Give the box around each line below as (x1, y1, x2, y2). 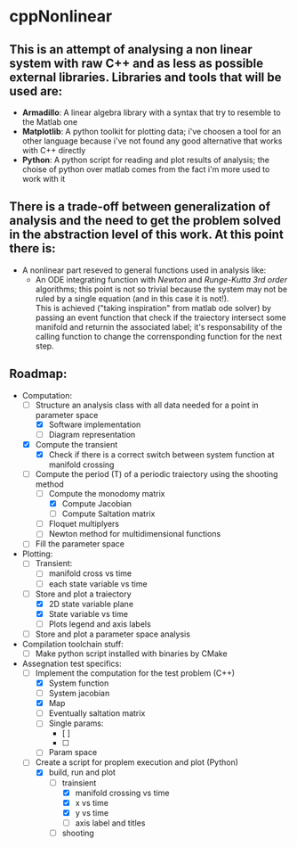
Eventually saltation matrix (48, 708, 146, 719)
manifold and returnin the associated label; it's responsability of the (35, 321, 283, 332)
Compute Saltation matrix (61, 508, 156, 519)
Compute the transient (35, 439, 118, 449)
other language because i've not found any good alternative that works (21, 136, 283, 146)
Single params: (48, 718, 104, 728)
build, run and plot (48, 767, 116, 777)
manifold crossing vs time (75, 787, 170, 798)
